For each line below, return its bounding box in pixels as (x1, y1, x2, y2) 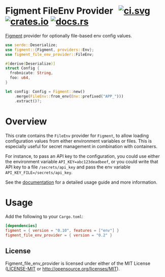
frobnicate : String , (10, 71, 53, 76)
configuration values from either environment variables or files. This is (5, 137, 152, 144)
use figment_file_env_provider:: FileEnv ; (5, 52, 94, 57)
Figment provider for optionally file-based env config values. (5, 32, 132, 39)
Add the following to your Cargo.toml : (5, 214, 84, 220)
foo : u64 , (10, 75, 30, 81)
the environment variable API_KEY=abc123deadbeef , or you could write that (5, 158, 158, 164)
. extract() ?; (14, 98, 42, 103)
